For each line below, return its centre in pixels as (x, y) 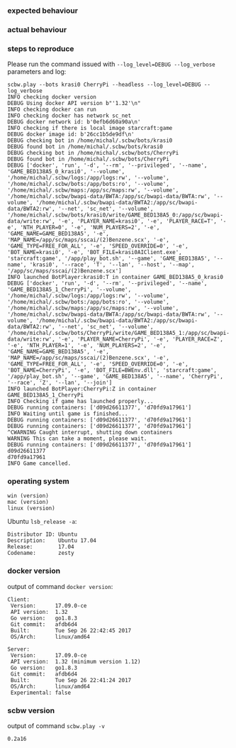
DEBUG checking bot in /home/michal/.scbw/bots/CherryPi (93, 153)
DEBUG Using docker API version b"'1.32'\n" (74, 104)
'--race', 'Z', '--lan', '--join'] (60, 383)
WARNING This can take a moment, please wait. (77, 439)
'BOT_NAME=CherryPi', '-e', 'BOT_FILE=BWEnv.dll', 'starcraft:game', (112, 370)
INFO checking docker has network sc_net (69, 116)
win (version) (28, 496)
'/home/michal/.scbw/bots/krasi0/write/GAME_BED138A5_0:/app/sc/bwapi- (115, 215)
